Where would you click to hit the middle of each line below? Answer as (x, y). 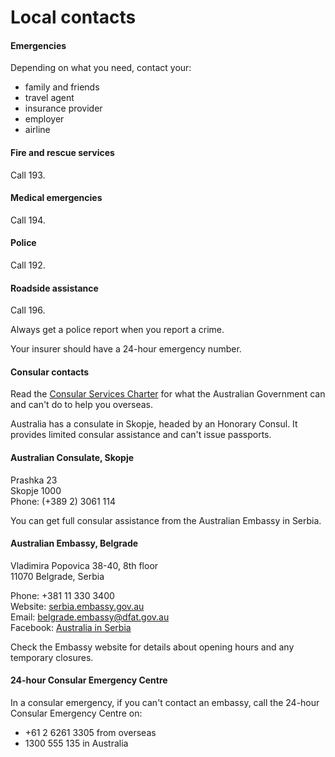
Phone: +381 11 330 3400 (62, 595)
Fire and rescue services (62, 152)
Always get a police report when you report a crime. (117, 330)
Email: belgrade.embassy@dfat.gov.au (90, 617)
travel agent (49, 98)
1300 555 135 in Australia (76, 743)
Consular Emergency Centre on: (76, 713)
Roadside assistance (54, 288)
